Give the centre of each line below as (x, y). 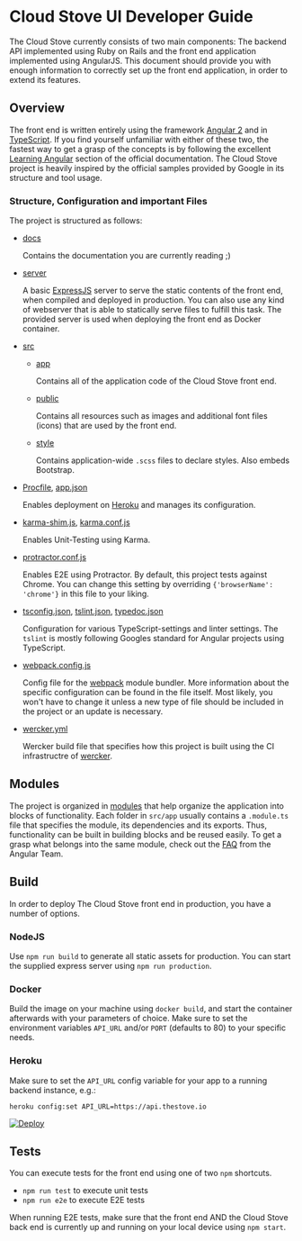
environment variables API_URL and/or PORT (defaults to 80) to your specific (147, 1028)
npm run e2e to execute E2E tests (84, 1200)
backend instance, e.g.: (53, 1090)
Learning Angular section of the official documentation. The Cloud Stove (143, 159)
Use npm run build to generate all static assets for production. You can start (150, 956)
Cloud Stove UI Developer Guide (131, 17)
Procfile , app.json (55, 487)
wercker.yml (45, 729)
